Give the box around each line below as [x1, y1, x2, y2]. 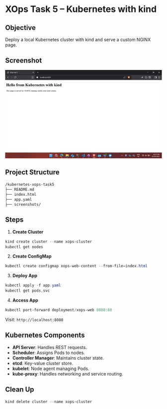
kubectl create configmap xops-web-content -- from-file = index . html [5, 264, 148, 269]
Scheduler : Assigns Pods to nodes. [12, 350, 85, 356]
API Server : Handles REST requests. [12, 344, 87, 350]
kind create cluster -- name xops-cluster [5, 239, 92, 244]
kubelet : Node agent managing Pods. [12, 366, 89, 372]
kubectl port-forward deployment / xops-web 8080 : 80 [5, 308, 112, 313]
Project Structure [5, 168, 60, 177]
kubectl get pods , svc [5, 288, 50, 293]
